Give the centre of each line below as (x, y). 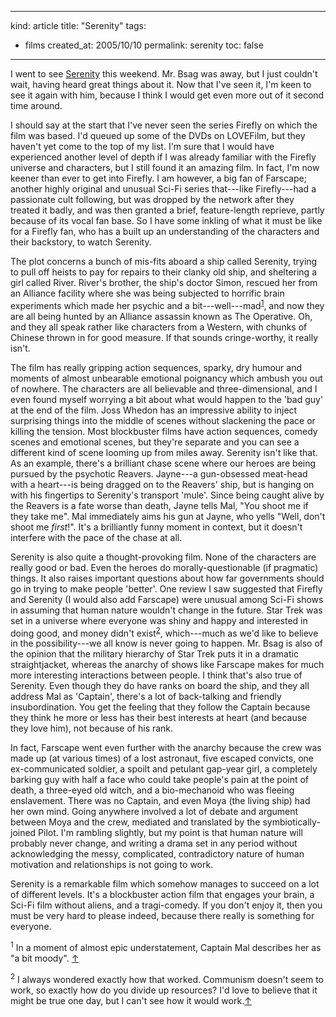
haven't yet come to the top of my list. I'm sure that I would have (142, 146)
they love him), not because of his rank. (92, 728)
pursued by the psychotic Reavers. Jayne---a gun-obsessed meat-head (159, 473)
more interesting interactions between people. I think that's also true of (156, 675)
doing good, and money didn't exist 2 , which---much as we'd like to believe (164, 632)
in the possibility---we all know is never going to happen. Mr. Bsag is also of (166, 643)
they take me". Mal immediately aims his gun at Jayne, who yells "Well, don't (168, 516)
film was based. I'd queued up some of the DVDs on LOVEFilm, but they (158, 135)
